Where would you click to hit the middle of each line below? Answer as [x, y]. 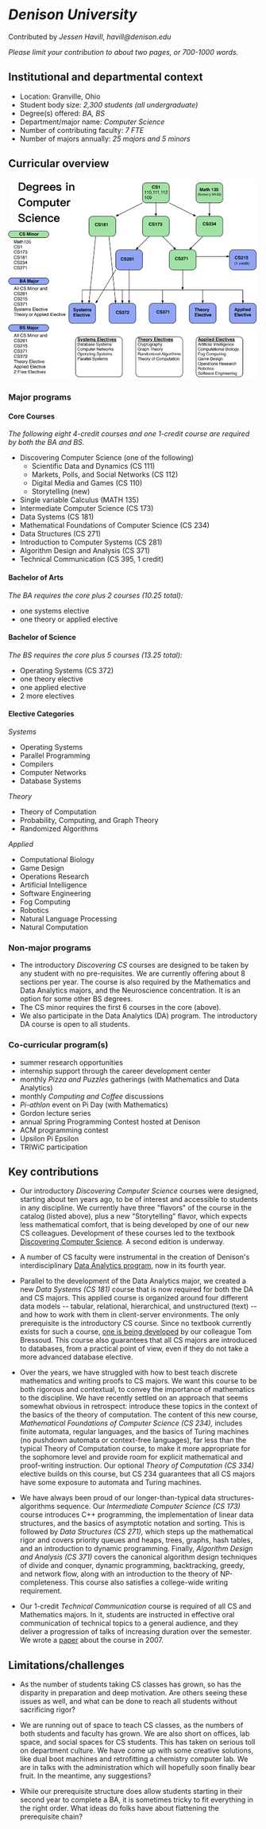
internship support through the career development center [115, 1070]
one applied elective [53, 687]
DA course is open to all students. [75, 1024]
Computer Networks [53, 772]
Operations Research [54, 876]
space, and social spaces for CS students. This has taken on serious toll [137, 1742]
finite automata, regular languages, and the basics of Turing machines [134, 1432]
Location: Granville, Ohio [60, 96]
